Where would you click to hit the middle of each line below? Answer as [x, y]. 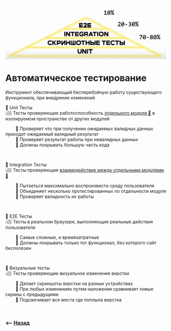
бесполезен [18, 248]
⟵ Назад [18, 323]
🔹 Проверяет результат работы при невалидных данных [77, 139]
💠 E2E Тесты [19, 216]
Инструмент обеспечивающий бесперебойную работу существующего [84, 92]
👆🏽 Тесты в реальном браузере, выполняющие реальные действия [79, 221]
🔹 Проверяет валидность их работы [55, 196]
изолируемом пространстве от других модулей [57, 118]
